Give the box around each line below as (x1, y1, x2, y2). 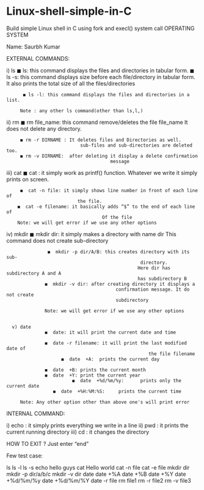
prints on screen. (6, 175, 49, 183)
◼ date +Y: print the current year (45, 372, 140, 378)
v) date (12, 324, 32, 330)
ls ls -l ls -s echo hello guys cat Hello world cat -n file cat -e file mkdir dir (6, 464, 190, 471)
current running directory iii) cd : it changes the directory (6, 428, 150, 435)
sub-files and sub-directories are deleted (80, 142, 192, 148)
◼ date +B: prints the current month (45, 367, 147, 373)
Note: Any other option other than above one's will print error (20, 399, 190, 405)
